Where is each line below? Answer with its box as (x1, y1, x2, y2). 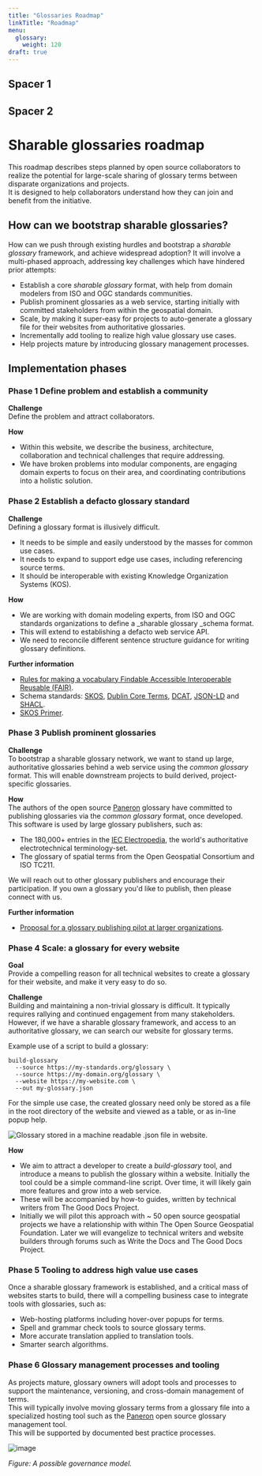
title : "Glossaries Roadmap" (8, 11, 104, 20)
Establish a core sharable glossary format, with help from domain (19, 280, 233, 289)
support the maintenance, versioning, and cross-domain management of (8, 1386, 245, 1395)
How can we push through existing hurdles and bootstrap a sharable (8, 239, 231, 249)
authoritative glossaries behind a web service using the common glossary (8, 762, 249, 771)
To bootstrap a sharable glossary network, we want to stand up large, (8, 754, 234, 763)
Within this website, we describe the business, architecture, (19, 442, 215, 452)
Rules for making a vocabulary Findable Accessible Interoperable (19, 674, 232, 683)
